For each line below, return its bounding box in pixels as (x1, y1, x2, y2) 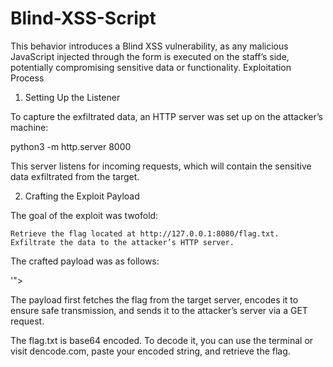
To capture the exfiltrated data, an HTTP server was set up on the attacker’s (10, 110, 323, 122)
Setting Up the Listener (24, 91, 121, 103)
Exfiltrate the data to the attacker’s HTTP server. (10, 237, 235, 247)
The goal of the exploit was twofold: (10, 209, 159, 221)
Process (10, 72, 45, 84)
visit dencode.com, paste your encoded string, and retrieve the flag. (10, 345, 291, 357)
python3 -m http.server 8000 (10, 140, 132, 152)
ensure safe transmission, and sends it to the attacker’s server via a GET (10, 304, 308, 316)
